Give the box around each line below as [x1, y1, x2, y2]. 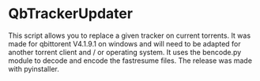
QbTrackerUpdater [8, 5, 133, 23]
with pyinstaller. [8, 64, 59, 73]
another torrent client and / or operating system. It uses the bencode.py [8, 47, 242, 57]
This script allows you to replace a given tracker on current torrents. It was [8, 31, 251, 40]
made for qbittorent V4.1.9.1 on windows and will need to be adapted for [8, 39, 241, 48]
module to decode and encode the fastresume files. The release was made [8, 56, 253, 65]
